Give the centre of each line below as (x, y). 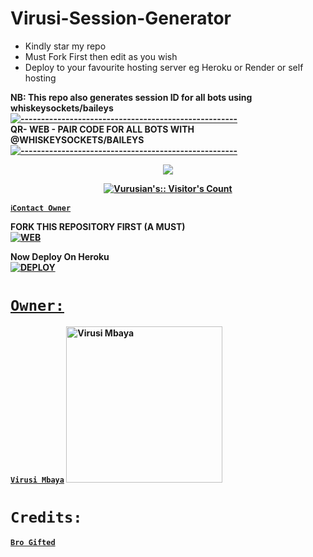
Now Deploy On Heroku (60, 256)
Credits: (46, 517)
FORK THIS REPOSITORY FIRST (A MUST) (98, 226)
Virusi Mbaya (37, 480)
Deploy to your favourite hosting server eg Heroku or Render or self (164, 67)
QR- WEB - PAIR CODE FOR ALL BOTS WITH (102, 129)
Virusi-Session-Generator (121, 18)
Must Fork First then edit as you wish (101, 56)
